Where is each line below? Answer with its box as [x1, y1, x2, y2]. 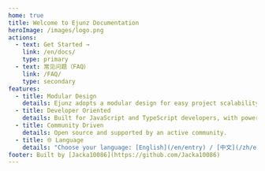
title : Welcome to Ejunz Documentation [8, 19, 140, 27]
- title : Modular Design [15, 92, 97, 100]
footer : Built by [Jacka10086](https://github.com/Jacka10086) [8, 151, 221, 158]
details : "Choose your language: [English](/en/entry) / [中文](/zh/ [22, 143, 254, 151]
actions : [8, 33, 37, 42]
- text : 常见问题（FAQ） [15, 63, 90, 71]
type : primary [22, 56, 69, 64]
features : [8, 84, 41, 93]
